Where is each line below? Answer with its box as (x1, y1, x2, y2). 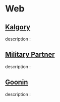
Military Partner (5, 50, 55, 59)
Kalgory (5, 23, 31, 31)
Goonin (5, 78, 28, 87)
